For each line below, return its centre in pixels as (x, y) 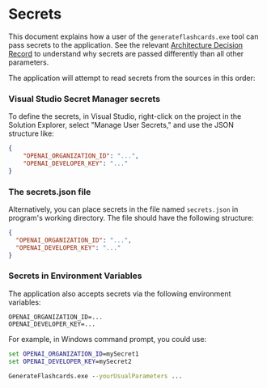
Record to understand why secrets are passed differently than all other (126, 53)
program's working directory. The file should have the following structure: (131, 218)
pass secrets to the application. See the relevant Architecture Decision (126, 44)
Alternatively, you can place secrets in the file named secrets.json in (123, 209)
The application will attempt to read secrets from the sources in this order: (132, 78)
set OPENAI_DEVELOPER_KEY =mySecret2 (70, 361)
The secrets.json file (50, 192)
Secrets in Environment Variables (75, 276)
